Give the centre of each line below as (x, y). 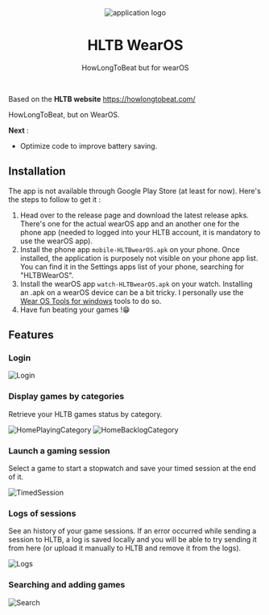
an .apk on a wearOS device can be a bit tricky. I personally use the (132, 292)
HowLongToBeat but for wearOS (135, 67)
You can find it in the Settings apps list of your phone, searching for (132, 267)
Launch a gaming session (59, 450)
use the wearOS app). (56, 241)
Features (31, 335)
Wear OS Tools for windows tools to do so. (91, 301)
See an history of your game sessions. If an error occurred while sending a (132, 531)
